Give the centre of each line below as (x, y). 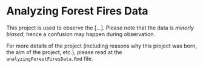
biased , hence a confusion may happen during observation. (81, 34)
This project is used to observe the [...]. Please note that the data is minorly (100, 28)
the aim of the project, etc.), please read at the (64, 52)
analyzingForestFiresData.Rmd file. (50, 58)
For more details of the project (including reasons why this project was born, (102, 46)
